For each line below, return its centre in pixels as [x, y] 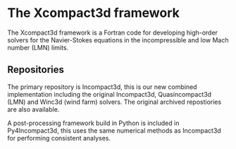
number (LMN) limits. [38, 47]
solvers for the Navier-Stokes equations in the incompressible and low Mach [118, 40]
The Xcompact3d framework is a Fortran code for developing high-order [113, 32]
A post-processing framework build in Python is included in [93, 123]
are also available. [33, 109]
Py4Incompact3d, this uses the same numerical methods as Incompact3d [114, 130]
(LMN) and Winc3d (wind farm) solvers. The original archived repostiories [114, 102]
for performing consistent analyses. [59, 138]
